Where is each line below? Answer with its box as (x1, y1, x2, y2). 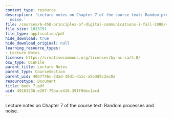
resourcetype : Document (5, 79, 56, 84)
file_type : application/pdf (5, 31, 66, 36)
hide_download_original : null (5, 41, 70, 46)
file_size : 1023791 (5, 27, 47, 32)
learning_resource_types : (5, 45, 60, 51)
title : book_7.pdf (5, 83, 45, 88)
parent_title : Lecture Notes (5, 64, 68, 69)
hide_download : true (5, 36, 50, 41)
